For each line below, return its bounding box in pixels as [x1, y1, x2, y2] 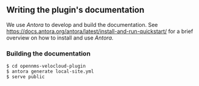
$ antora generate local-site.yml [6, 68, 95, 75]
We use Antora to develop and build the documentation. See [6, 21, 158, 28]
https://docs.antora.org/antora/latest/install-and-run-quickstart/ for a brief [6, 27, 194, 35]
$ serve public [6, 74, 45, 80]
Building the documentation [6, 49, 91, 57]
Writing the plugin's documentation [6, 5, 145, 15]
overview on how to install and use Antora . [6, 34, 114, 41]
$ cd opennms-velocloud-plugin [6, 63, 86, 70]
